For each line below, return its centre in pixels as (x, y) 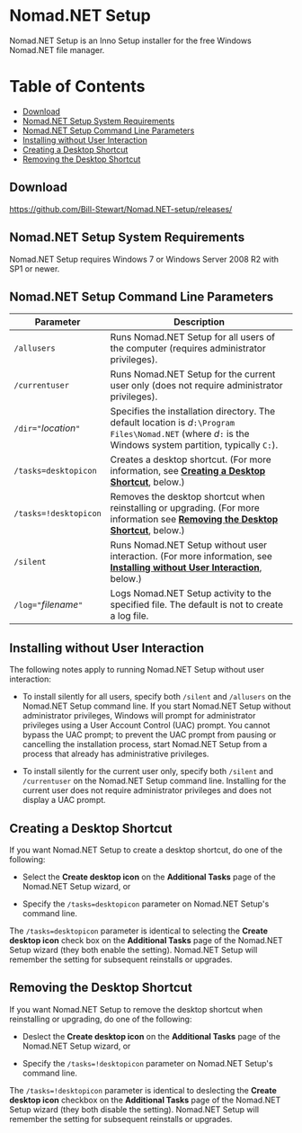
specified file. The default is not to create (197, 605)
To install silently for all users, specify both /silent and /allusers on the (157, 697)
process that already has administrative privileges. (115, 754)
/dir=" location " (47, 428)
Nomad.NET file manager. (57, 49)
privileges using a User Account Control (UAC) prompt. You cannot (146, 726)
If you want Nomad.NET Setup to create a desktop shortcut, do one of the (146, 850)
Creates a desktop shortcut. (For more (191, 459)
